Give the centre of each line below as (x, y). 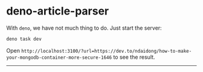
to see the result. (134, 57)
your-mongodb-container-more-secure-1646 (59, 57)
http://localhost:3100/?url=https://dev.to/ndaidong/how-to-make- (106, 51)
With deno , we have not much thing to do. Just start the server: (84, 28)
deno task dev (24, 39)
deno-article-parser (58, 11)
